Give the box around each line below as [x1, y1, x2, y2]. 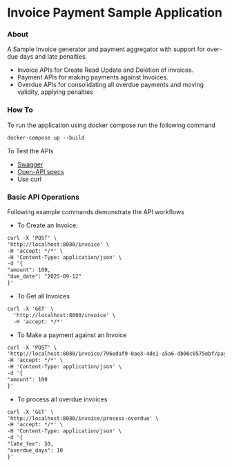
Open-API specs [17, 167, 64, 175]
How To [7, 105, 33, 115]
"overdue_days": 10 [7, 447, 64, 454]
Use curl [17, 175, 41, 183]
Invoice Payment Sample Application [7, 5, 223, 21]
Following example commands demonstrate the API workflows [7, 207, 185, 216]
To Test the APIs [7, 146, 54, 155]
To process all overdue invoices [17, 395, 108, 403]
